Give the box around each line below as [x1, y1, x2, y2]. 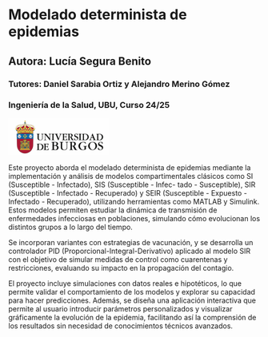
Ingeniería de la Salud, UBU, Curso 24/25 [8, 100, 170, 111]
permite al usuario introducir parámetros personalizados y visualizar [8, 304, 233, 314]
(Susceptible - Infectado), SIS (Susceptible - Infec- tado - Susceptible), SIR [8, 180, 256, 189]
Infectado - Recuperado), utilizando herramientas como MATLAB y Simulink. [8, 197, 260, 207]
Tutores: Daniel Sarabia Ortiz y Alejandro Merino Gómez [8, 78, 230, 89]
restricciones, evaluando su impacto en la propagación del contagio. [8, 264, 234, 273]
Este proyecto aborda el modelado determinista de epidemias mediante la [8, 163, 251, 172]
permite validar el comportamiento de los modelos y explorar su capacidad [8, 287, 256, 297]
